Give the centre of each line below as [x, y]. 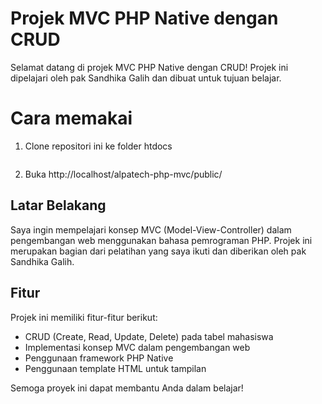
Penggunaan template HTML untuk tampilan [115, 368]
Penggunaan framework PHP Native [99, 358]
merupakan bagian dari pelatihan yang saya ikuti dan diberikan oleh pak [158, 251]
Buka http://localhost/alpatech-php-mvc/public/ [123, 174]
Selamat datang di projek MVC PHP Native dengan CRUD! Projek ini [149, 67]
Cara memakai [71, 118]
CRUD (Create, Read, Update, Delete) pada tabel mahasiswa [149, 336]
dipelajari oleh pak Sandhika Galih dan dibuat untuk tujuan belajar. [146, 78]
